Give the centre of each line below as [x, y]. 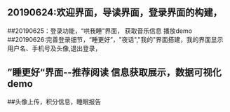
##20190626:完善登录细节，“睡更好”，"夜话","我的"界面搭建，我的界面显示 [115, 39]
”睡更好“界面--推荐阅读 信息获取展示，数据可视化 [115, 72]
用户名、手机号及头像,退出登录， [54, 48]
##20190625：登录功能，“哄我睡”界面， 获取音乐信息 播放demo [100, 31]
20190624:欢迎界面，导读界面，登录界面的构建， [115, 13]
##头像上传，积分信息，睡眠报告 [54, 101]
